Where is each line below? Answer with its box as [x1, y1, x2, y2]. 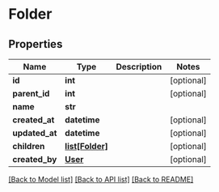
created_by [12, 154, 57, 164]
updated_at [12, 127, 57, 139]
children [12, 141, 45, 151]
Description [116, 62, 162, 72]
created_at [12, 114, 55, 126]
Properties [8, 37, 63, 51]
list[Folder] [64, 141, 108, 151]
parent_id [12, 88, 50, 99]
